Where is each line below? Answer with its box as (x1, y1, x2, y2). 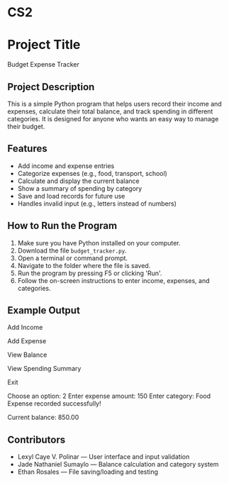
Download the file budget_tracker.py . (17, 246, 127, 255)
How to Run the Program (7, 220, 118, 232)
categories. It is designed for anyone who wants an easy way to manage (7, 114, 219, 123)
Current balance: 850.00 (7, 413, 79, 422)
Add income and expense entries (17, 161, 115, 170)
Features (7, 143, 48, 155)
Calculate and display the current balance (17, 177, 140, 185)
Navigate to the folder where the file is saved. (17, 261, 151, 270)
